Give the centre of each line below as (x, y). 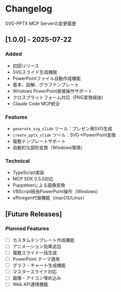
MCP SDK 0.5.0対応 (33, 179)
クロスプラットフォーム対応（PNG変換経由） (59, 97)
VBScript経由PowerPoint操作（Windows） (56, 191)
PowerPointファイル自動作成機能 (47, 78)
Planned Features (27, 228)
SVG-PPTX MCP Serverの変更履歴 (41, 23)
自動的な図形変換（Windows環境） (49, 148)
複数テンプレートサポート (39, 141)
